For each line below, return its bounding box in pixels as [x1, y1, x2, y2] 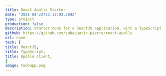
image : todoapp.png [5, 63, 46, 68]
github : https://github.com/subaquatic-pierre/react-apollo [5, 30, 133, 35]
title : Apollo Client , [5, 53, 52, 59]
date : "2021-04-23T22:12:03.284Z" [5, 12, 77, 17]
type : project [5, 16, 35, 21]
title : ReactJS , [5, 44, 39, 49]
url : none [5, 35, 26, 40]
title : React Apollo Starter [5, 7, 66, 12]
